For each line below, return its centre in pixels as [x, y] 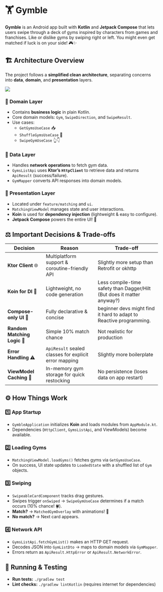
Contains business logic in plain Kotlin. [51, 112]
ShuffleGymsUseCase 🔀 [41, 135]
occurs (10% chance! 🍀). [37, 506]
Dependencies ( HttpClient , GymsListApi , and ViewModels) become [79, 430]
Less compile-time [119, 282]
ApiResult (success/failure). [40, 176]
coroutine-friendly [67, 268]
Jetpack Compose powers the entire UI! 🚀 [54, 219]
